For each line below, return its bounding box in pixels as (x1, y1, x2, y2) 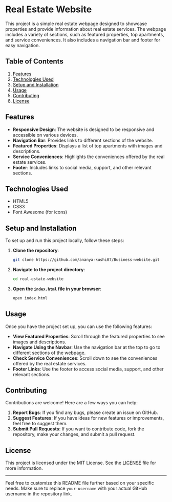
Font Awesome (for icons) (12, 209, 68, 215)
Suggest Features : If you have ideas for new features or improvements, (12, 415, 164, 421)
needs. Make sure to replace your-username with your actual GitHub (5, 485, 147, 492)
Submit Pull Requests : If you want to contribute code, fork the (12, 426, 144, 432)
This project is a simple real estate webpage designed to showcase (5, 20, 147, 27)
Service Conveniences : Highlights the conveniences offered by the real (12, 154, 165, 160)
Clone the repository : (12, 247, 59, 254)
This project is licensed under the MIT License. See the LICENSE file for (5, 460, 157, 466)
